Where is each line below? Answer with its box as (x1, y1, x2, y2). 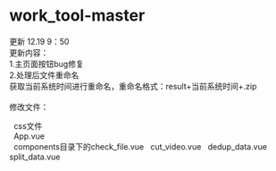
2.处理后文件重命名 (9, 69, 79, 81)
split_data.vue (9, 151, 61, 162)
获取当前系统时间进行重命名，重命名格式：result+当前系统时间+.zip (9, 81, 257, 91)
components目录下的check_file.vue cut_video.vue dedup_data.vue (13, 141, 268, 152)
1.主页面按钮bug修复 (9, 58, 85, 69)
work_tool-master (9, 5, 146, 26)
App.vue (13, 131, 46, 141)
